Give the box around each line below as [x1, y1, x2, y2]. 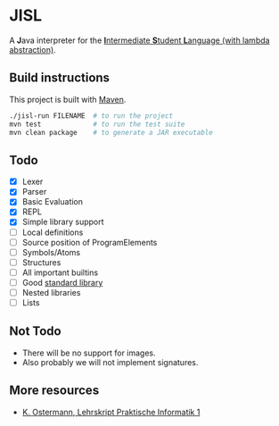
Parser [21, 187, 47, 197]
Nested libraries [21, 287, 81, 297]
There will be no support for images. [21, 347, 156, 358]
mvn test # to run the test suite [9, 120, 185, 129]
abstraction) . [9, 44, 56, 54]
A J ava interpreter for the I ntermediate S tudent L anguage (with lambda [9, 35, 270, 46]
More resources [9, 383, 100, 398]
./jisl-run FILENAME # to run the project [9, 111, 174, 121]
